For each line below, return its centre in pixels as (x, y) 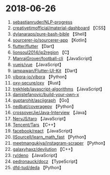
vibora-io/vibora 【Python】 (41, 77)
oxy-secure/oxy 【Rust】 (38, 83)
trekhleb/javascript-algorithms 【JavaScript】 (58, 89)
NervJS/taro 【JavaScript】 (40, 118)
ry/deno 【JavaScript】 (36, 155)
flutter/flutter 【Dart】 (34, 46)
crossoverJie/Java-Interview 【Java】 (51, 112)
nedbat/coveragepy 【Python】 (44, 106)
